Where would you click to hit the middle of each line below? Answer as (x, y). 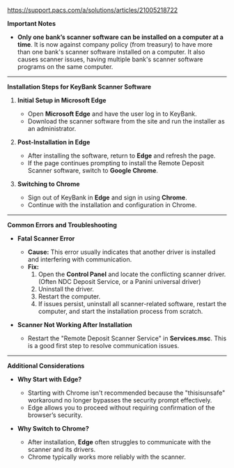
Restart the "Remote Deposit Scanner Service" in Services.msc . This (127, 338)
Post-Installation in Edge (54, 142)
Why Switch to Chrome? (53, 429)
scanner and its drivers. (62, 450)
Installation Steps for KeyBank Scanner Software (79, 87)
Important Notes (32, 23)
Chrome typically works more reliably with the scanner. (107, 457)
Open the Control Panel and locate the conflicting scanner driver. (132, 274)
